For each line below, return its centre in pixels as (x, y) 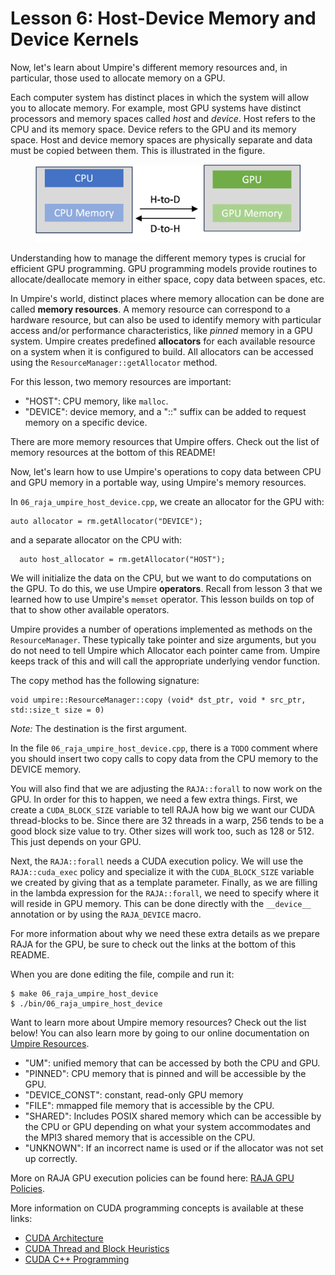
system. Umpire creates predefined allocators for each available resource (163, 341)
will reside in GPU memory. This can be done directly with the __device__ (161, 903)
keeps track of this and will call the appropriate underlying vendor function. (165, 661)
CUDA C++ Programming (77, 1259)
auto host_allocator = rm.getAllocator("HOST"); (122, 559)
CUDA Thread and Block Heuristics (97, 1248)
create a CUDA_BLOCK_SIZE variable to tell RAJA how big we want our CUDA (162, 809)
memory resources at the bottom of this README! (113, 452)
